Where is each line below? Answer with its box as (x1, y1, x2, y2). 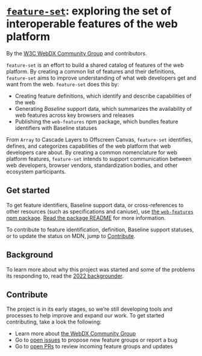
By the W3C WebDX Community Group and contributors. (6, 49, 147, 57)
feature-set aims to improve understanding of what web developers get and (6, 74, 197, 81)
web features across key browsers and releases (14, 111, 134, 119)
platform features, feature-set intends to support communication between (6, 155, 192, 162)
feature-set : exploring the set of (6, 4, 172, 18)
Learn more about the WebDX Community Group (14, 330, 136, 337)
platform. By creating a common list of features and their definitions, (6, 67, 176, 75)
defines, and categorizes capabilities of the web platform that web (6, 142, 171, 149)
